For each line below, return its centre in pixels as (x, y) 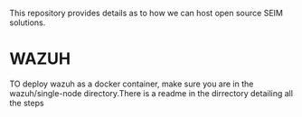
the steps (27, 103)
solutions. (28, 22)
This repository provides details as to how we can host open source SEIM (146, 13)
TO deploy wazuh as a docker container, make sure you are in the (132, 84)
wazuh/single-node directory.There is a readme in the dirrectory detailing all (151, 93)
